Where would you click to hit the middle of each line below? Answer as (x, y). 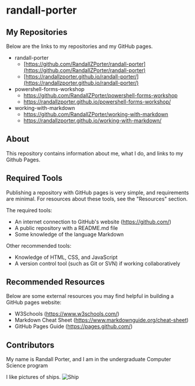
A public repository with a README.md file (66, 228)
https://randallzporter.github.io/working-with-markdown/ (92, 121)
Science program (27, 366)
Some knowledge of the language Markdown (69, 234)
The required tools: (29, 210)
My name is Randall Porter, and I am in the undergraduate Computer (89, 359)
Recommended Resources (55, 282)
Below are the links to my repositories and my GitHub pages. (80, 46)
